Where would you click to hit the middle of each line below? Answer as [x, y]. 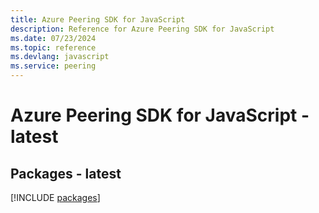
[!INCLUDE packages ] [55, 197]
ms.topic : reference [53, 47]
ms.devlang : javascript [60, 57]
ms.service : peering [53, 66]
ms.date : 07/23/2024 [53, 38]
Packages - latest [66, 173]
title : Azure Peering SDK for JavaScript [98, 19]
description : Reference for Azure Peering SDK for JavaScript [142, 29]
